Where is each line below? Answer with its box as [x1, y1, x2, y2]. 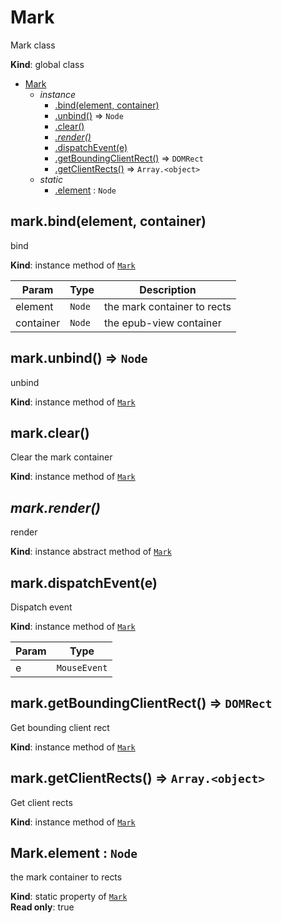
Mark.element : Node [10, 845, 138, 862]
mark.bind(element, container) [10, 213, 207, 230]
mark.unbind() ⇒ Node [10, 350, 148, 367]
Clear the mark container [10, 451, 113, 463]
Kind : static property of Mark [10, 891, 128, 903]
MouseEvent [56, 662, 108, 673]
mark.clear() [10, 424, 90, 441]
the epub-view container [104, 316, 222, 330]
